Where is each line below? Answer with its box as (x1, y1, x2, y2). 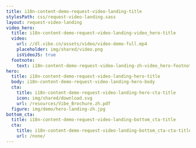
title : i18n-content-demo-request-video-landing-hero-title (11, 73, 160, 79)
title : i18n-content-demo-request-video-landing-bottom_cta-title (11, 117, 176, 123)
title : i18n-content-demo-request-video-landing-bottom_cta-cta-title (16, 128, 192, 134)
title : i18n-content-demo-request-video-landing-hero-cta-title (16, 90, 176, 96)
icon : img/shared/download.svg (16, 95, 93, 101)
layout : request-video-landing (6, 19, 82, 25)
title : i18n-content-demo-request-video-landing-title (6, 8, 142, 15)
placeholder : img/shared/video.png (16, 47, 103, 52)
